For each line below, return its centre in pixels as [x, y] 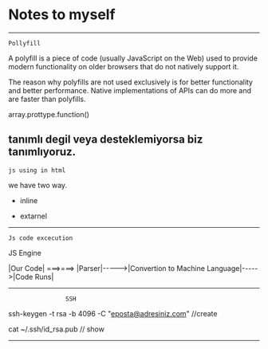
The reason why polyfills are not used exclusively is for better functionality [131, 82]
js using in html [37, 170]
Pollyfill [25, 43]
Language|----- [233, 268]
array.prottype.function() [49, 114]
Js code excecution [41, 238]
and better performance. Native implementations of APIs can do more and [130, 90]
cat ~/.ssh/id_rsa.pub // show [57, 329]
